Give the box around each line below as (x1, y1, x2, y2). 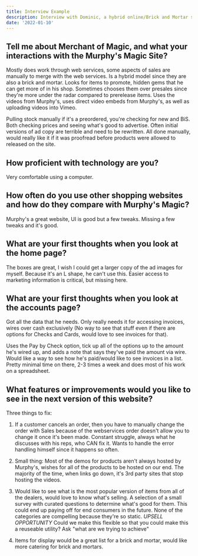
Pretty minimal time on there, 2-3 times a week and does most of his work (6, 361, 186, 368)
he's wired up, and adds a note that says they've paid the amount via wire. (6, 349, 187, 356)
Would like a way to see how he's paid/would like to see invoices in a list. (6, 355, 183, 362)
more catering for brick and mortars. (14, 543, 104, 550)
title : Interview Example (6, 8, 70, 15)
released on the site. (6, 141, 56, 148)
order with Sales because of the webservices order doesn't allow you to (14, 427, 190, 434)
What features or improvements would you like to (6, 385, 191, 395)
